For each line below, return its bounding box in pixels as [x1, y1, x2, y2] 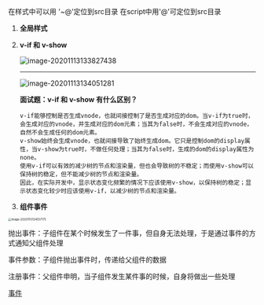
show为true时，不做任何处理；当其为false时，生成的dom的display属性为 [44, 145, 255, 153]
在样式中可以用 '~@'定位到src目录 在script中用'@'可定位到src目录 [8, 7, 222, 16]
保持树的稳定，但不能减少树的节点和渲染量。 [19, 171, 143, 178]
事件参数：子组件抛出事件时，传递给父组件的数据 [8, 255, 167, 265]
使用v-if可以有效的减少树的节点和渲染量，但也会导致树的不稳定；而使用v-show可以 [19, 162, 254, 170]
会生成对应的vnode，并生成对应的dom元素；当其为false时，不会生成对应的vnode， [19, 120, 253, 128]
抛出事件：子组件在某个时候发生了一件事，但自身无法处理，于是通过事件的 [8, 229, 249, 238]
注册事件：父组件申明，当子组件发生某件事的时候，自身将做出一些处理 [8, 272, 236, 281]
